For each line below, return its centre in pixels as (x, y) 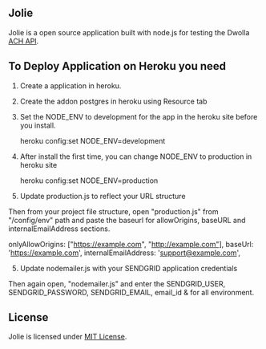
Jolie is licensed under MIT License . (68, 337)
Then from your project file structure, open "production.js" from (113, 211)
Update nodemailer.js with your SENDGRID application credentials (129, 268)
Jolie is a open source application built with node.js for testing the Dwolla (129, 32)
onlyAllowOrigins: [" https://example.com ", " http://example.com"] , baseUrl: (131, 244)
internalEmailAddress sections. (59, 229)
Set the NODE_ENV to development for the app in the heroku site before (139, 116)
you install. (38, 125)
